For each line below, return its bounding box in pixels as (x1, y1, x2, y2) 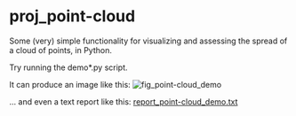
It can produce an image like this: (9, 79, 131, 89)
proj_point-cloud (9, 6, 136, 27)
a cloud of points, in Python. (9, 44, 113, 55)
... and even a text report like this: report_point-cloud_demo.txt (9, 96, 238, 107)
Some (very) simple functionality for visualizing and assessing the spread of (9, 35, 288, 46)
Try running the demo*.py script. (9, 62, 128, 73)
